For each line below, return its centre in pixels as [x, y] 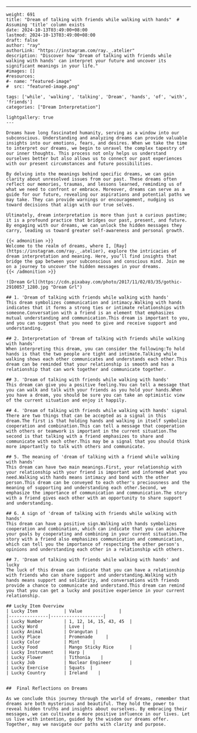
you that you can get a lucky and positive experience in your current [95, 591]
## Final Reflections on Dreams [47, 688]
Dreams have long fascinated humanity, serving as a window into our [93, 133]
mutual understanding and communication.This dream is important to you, [98, 318]
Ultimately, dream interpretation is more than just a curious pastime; [97, 215]
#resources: [21, 76]
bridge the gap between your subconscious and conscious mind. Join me [95, 262]
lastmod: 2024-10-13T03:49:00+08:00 [51, 35]
